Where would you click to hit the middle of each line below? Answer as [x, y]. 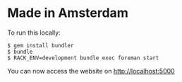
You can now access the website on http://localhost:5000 [91, 71]
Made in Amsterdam [68, 13]
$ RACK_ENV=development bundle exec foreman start [83, 58]
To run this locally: [34, 33]
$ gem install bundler [41, 45]
